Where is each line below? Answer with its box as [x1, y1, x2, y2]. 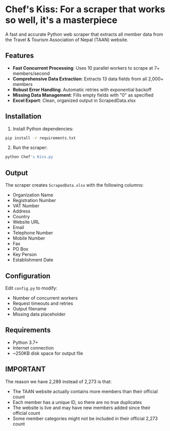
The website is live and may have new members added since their [12, 405, 151, 411]
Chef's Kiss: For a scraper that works [5, 4, 165, 15]
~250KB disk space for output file [12, 350, 83, 356]
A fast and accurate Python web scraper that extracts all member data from [5, 31, 163, 37]
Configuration [5, 271, 51, 280]
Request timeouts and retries [12, 300, 74, 306]
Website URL [12, 219, 40, 225]
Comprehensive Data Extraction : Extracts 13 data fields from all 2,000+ [12, 75, 164, 82]
